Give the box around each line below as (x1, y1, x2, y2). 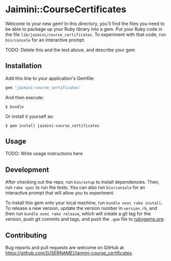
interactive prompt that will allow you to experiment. (5, 190, 115, 196)
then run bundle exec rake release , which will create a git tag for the (5, 211, 151, 217)
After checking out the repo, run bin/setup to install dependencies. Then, (5, 179, 160, 185)
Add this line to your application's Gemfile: (5, 75, 95, 81)
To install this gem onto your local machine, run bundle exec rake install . (5, 200, 163, 206)
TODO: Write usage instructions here (5, 150, 83, 157)
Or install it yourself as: (5, 113, 54, 119)
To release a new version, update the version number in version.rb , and (5, 205, 158, 211)
